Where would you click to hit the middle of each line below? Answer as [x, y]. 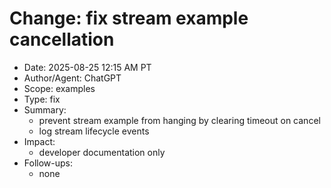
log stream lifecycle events [94, 131]
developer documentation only [102, 152]
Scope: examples [59, 88]
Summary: [45, 109]
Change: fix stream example [129, 18]
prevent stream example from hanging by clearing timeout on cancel [179, 120]
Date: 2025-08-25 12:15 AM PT [87, 67]
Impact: [39, 141]
